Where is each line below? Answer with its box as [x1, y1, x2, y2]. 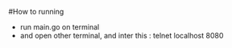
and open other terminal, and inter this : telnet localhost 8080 [19, 31, 224, 40]
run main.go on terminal [19, 22, 100, 31]
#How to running [8, 7, 64, 16]
